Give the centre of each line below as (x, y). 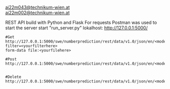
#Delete (13, 77)
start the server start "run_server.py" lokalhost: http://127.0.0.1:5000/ (76, 28)
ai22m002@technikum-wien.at (37, 13)
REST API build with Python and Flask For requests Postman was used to (81, 23)
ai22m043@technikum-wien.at (37, 7)
